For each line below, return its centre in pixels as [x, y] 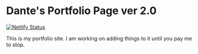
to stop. [15, 45]
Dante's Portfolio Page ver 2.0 [82, 11]
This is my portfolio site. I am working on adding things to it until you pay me [99, 38]
